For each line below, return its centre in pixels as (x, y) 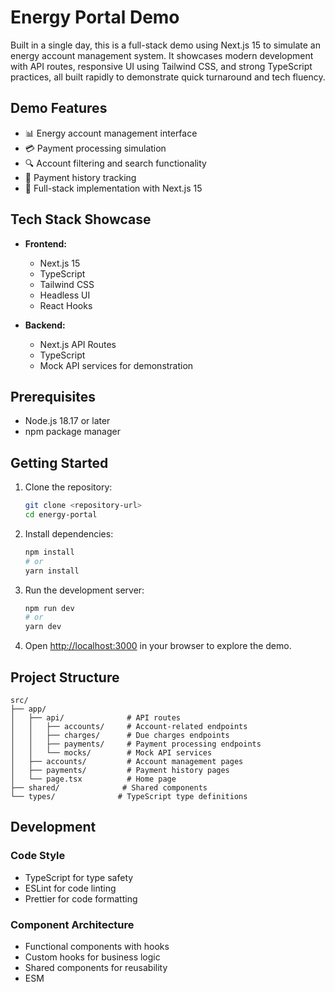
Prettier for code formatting (81, 898)
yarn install (52, 571)
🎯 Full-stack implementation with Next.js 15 (113, 188)
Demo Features (59, 108)
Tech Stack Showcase (81, 219)
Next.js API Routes (78, 344)
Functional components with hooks (97, 946)
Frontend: (45, 243)
